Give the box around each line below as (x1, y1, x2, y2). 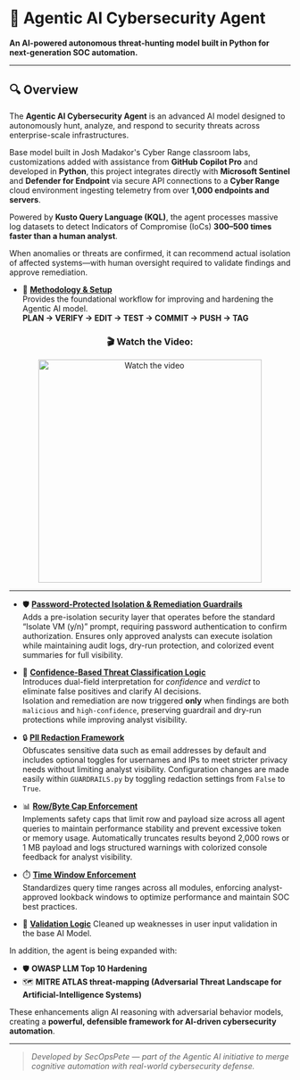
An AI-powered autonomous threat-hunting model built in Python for (9, 37, 270, 48)
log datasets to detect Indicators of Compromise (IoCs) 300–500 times (9, 220, 272, 231)
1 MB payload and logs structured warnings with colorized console (21, 843, 268, 853)
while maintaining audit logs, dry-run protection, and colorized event (21, 640, 275, 651)
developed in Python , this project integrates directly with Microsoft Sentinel (9, 165, 290, 177)
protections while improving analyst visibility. (21, 714, 187, 726)
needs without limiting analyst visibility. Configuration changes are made (21, 764, 289, 775)
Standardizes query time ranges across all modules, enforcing (21, 883, 252, 893)
